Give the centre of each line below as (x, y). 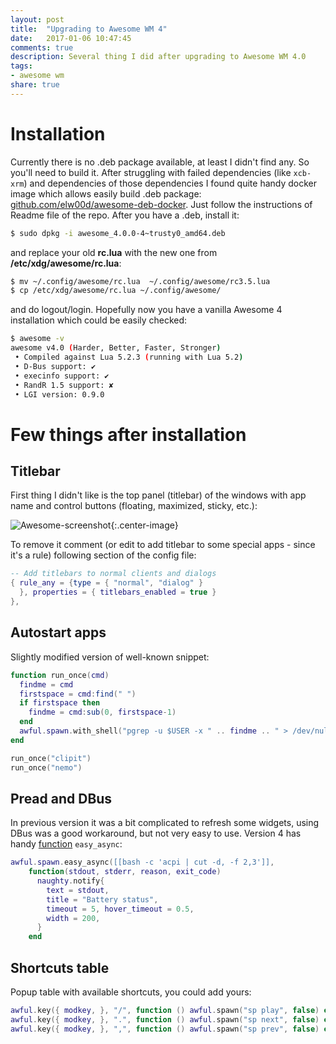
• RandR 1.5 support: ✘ (64, 385)
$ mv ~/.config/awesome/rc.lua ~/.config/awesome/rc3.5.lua (140, 281)
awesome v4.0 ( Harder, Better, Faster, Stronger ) (116, 348)
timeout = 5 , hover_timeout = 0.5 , (120, 909)
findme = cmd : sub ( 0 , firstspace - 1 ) (102, 712)
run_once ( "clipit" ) (51, 758)
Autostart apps (58, 632)
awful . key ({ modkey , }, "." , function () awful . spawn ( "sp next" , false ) (165, 1019)
